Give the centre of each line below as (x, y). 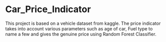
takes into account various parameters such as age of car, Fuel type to (79, 28)
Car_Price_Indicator (48, 9)
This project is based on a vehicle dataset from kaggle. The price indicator (83, 23)
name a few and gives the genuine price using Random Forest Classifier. (81, 34)
